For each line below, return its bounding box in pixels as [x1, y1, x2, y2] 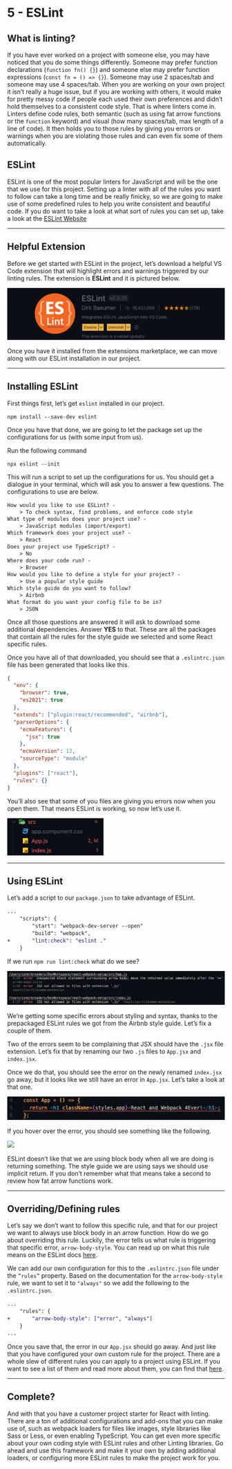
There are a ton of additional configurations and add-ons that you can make [7, 1416, 223, 1425]
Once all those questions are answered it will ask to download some [7, 618, 200, 626]
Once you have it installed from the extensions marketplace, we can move [7, 346, 217, 355]
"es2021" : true [19, 697, 64, 704]
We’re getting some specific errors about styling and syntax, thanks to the [7, 1011, 217, 1020]
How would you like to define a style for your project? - [7, 571, 181, 578]
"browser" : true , [19, 689, 70, 697]
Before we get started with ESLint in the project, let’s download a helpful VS [7, 259, 222, 267]
